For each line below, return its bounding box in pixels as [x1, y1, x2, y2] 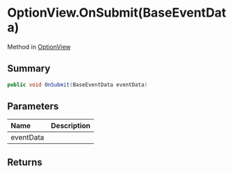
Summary [7, 63, 51, 74]
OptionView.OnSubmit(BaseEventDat [7, 5, 227, 21]
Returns [7, 156, 43, 168]
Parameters [7, 101, 59, 113]
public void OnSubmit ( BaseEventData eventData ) [7, 81, 148, 88]
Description [51, 121, 90, 131]
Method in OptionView [7, 42, 71, 51]
